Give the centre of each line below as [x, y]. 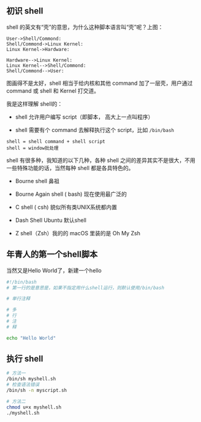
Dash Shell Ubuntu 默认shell [51, 220]
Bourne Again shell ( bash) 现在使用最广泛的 [71, 194]
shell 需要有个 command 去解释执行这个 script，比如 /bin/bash [95, 130]
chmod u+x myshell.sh [34, 407]
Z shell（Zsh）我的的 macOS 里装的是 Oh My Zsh [78, 233]
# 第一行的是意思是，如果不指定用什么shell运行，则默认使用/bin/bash [85, 287]
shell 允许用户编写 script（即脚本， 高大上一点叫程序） [84, 117]
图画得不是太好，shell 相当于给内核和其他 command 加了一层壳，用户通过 [100, 83]
